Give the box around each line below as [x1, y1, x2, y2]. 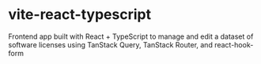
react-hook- [214, 40, 254, 49]
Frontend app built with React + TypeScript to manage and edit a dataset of [8, 32, 254, 41]
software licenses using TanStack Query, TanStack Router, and [8, 40, 214, 49]
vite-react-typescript [8, 6, 152, 24]
